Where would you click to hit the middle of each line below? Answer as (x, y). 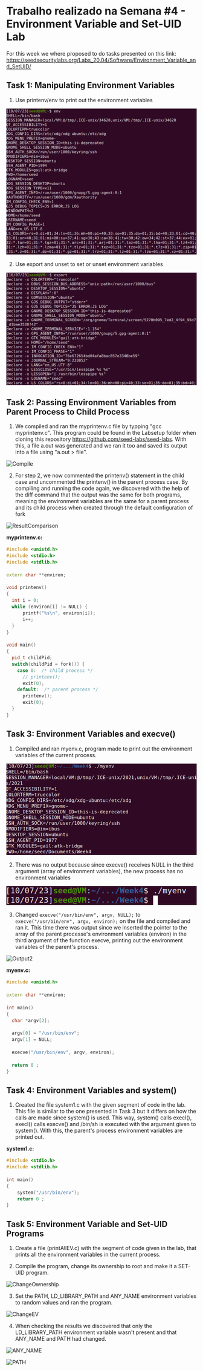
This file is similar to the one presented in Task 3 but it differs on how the (105, 1112)
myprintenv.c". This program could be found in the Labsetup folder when (105, 433)
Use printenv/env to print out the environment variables (84, 100)
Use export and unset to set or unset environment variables (89, 264)
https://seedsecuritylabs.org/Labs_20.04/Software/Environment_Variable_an (101, 60)
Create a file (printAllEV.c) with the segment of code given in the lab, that (106, 1248)
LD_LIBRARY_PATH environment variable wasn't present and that (96, 1332)
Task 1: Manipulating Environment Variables (91, 86)
